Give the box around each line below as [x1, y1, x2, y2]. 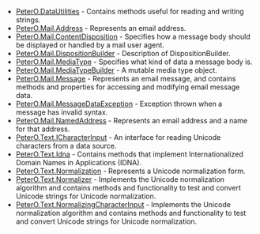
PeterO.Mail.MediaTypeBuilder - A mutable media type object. [15, 66, 217, 74]
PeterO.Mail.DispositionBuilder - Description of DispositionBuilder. [15, 49, 231, 58]
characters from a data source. [15, 142, 117, 150]
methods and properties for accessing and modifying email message [15, 82, 240, 92]
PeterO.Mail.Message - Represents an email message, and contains [15, 74, 236, 83]
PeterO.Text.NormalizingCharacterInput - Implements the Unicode [15, 200, 232, 209]
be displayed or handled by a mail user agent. [15, 40, 164, 50]
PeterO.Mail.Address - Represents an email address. [15, 24, 187, 32]
